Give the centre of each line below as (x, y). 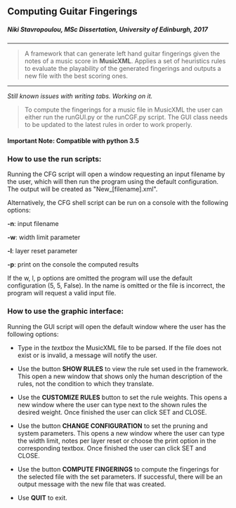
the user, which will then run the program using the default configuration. (113, 182)
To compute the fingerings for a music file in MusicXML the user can (124, 110)
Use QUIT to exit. (42, 497)
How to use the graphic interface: (66, 312)
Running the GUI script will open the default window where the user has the (117, 326)
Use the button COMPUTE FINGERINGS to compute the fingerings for (118, 469)
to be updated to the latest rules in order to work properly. (109, 125)
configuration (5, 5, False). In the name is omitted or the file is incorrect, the (116, 286)
